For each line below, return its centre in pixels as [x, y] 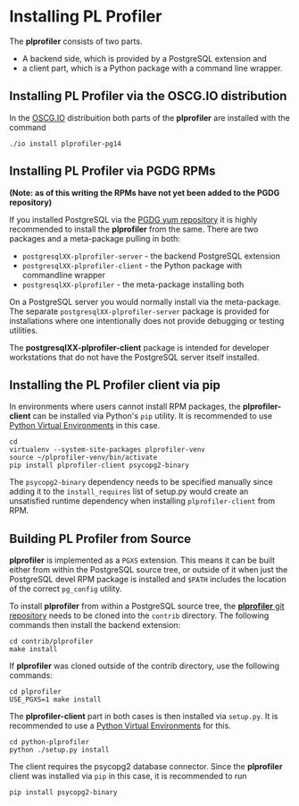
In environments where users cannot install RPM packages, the [125, 407]
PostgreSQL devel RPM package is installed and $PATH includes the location [148, 580]
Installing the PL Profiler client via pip [115, 385]
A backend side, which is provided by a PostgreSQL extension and [145, 58]
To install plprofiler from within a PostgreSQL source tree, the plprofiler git [147, 607]
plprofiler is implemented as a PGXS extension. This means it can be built [142, 560]
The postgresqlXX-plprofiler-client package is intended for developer [139, 347]
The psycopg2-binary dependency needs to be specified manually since [141, 482]
